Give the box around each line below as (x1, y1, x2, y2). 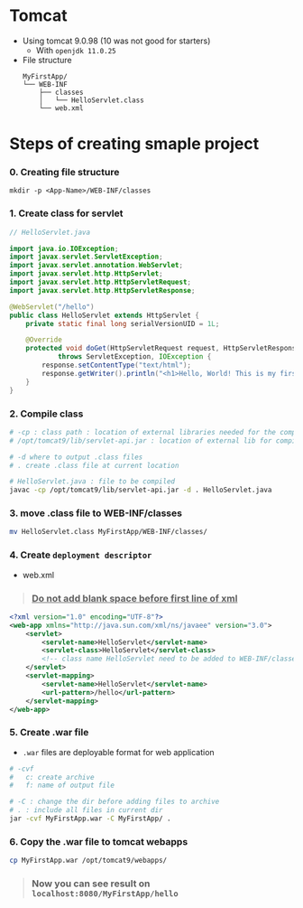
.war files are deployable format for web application (22, 746, 215, 757)
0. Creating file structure (9, 166, 120, 179)
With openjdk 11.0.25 (35, 44, 116, 55)
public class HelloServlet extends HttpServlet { (9, 311, 200, 320)
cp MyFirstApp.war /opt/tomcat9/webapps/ (9, 856, 168, 866)
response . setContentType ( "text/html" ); (41, 360, 192, 370)
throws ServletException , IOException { (57, 352, 212, 361)
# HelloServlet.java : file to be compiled (9, 477, 176, 486)
